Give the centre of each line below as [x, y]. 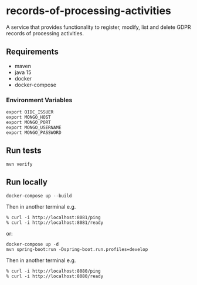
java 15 [23, 72]
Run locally [27, 182]
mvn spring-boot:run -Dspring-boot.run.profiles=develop [77, 249]
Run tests [24, 151]
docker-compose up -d [33, 244]
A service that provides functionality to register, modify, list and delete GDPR [98, 27]
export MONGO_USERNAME [34, 128]
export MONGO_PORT [28, 123]
